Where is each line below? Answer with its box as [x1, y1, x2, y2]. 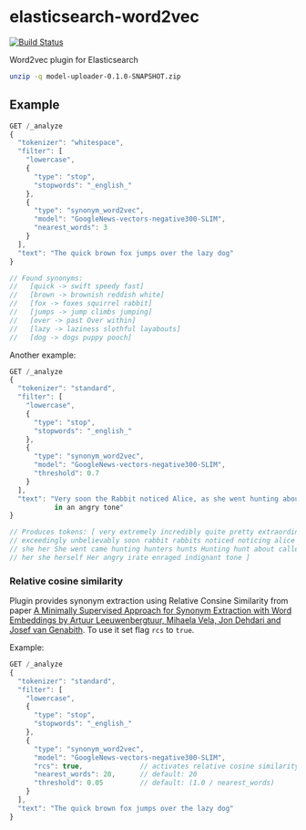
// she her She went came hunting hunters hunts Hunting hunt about [9, 545, 275, 554]
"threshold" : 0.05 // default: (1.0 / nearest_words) [33, 778, 275, 788]
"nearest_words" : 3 [33, 223, 107, 233]
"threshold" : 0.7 [33, 469, 100, 478]
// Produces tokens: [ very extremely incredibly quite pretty [9, 527, 255, 537]
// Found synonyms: [9, 274, 84, 283]
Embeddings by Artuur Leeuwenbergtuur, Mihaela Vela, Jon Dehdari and [9, 615, 281, 626]
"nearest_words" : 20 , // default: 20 [33, 770, 198, 779]
